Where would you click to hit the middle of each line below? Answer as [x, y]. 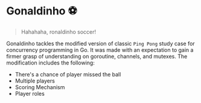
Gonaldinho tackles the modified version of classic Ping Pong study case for [101, 43]
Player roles [30, 93]
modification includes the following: [50, 63]
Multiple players [35, 81]
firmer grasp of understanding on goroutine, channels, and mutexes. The [97, 56]
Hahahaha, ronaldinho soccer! [59, 32]
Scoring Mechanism [40, 87]
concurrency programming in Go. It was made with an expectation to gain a [100, 50]
